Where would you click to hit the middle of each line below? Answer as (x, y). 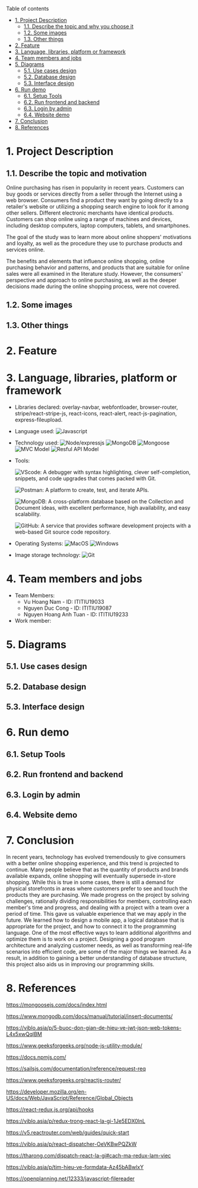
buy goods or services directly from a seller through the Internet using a (94, 194)
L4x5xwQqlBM (24, 1034)
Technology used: (37, 443)
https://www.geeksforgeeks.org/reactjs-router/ (64, 1080)
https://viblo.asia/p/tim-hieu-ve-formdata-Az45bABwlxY (75, 1167)
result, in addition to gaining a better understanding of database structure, (97, 958)
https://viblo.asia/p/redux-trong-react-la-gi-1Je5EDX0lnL (76, 1121)
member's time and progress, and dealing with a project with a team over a (98, 907)
